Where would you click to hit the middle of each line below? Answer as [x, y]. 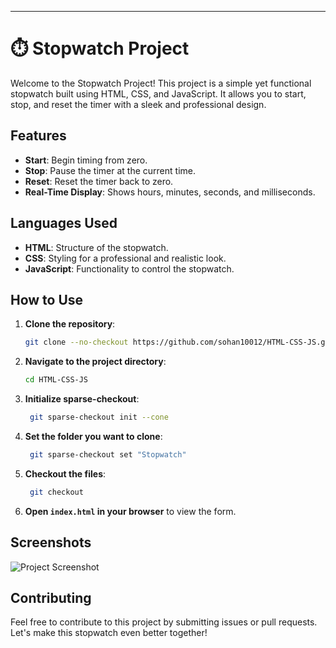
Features [38, 136]
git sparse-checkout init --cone [99, 417]
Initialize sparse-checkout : [82, 399]
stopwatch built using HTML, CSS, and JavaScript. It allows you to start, [158, 93]
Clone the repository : [70, 324]
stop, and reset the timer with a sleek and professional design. [138, 104]
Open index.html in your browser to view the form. [130, 511]
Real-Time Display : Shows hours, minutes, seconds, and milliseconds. [170, 192]
